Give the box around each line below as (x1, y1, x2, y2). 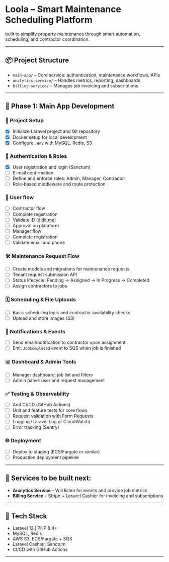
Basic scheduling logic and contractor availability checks (12, 309, 131, 315)
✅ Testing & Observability (5, 390, 69, 397)
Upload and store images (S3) (12, 315, 75, 321)
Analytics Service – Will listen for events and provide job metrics (12, 487, 147, 493)
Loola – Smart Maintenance (5, 4, 122, 15)
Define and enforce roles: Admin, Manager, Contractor (12, 175, 126, 181)
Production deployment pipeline (12, 454, 79, 460)
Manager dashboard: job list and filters (12, 371, 93, 378)
